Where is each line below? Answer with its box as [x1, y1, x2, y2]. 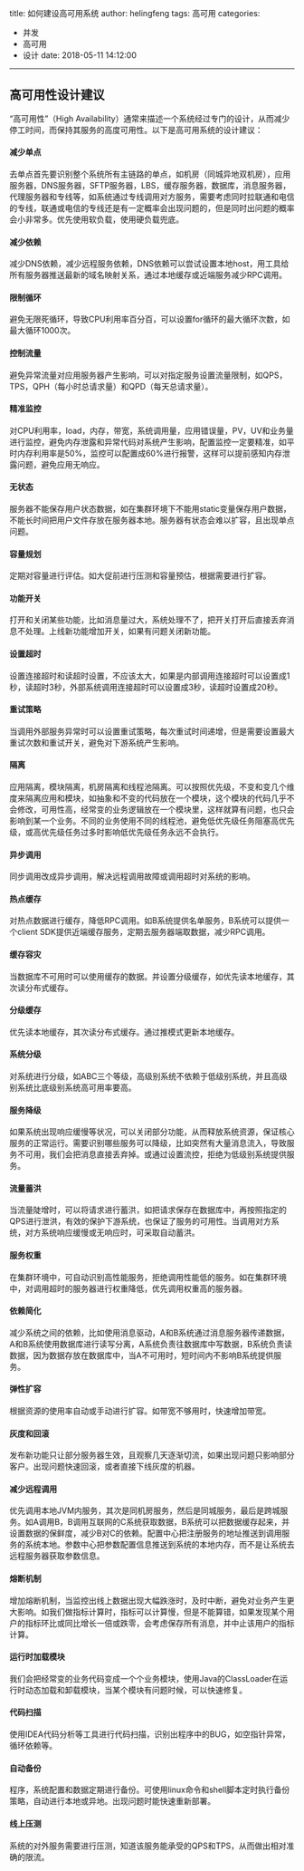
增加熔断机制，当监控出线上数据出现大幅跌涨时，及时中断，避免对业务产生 [9, 1595, 287, 1606]
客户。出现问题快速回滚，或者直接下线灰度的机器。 [9, 1461, 200, 1472]
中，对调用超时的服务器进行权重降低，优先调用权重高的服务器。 [9, 1283, 247, 1294]
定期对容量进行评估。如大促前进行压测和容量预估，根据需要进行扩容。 [9, 570, 271, 582]
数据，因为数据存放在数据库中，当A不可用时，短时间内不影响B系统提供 [9, 1349, 274, 1361]
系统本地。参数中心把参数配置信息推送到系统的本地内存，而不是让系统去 [24, 1539, 295, 1550]
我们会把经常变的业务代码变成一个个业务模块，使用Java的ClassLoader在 [9, 1673, 280, 1683]
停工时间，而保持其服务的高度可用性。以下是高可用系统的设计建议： [9, 124, 263, 135]
